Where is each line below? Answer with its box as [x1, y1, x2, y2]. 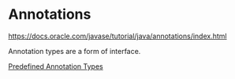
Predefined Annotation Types [8, 61, 104, 71]
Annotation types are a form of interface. [8, 46, 141, 56]
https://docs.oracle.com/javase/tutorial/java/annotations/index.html [8, 31, 227, 41]
